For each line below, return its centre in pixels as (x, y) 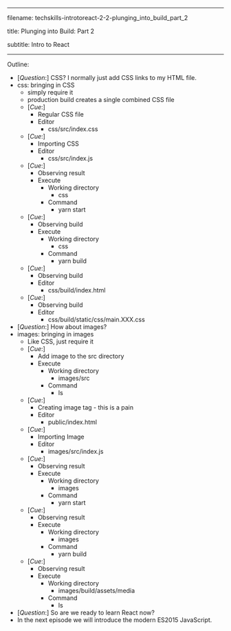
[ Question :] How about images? (62, 327)
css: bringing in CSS (46, 85)
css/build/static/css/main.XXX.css (97, 319)
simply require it (50, 92)
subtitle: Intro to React (38, 44)
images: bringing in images (55, 334)
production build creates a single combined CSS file (101, 100)
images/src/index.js (76, 451)
